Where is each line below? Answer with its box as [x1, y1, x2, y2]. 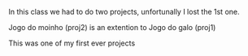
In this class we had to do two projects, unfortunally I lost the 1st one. [8, 7, 240, 16]
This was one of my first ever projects [8, 38, 136, 48]
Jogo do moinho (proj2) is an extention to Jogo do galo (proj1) [8, 23, 216, 32]
